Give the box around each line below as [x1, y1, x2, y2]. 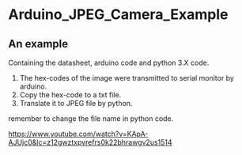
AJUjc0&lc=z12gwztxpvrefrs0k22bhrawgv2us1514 [8, 138, 172, 147]
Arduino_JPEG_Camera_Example [8, 6, 229, 24]
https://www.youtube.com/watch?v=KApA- [8, 129, 149, 138]
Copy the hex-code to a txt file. [19, 90, 122, 100]
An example [8, 37, 69, 51]
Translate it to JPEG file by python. [19, 99, 133, 108]
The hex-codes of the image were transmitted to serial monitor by [19, 74, 235, 82]
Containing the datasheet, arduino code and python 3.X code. [8, 58, 210, 67]
